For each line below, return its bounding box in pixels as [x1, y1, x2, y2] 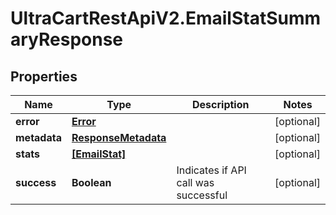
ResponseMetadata [71, 131, 167, 144]
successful [176, 188, 228, 202]
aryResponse [10, 28, 124, 51]
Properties [10, 68, 78, 85]
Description [192, 98, 250, 111]
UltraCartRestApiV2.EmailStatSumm [10, 7, 322, 30]
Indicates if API [176, 163, 247, 177]
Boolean [71, 176, 112, 189]
